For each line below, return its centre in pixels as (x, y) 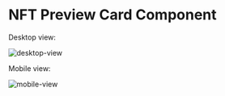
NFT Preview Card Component (112, 15)
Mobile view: (30, 68)
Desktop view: (32, 37)
